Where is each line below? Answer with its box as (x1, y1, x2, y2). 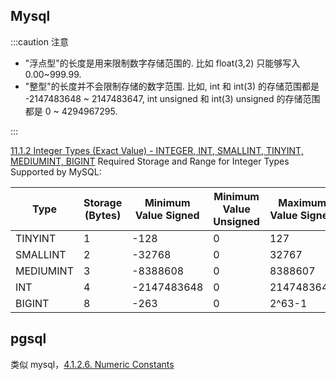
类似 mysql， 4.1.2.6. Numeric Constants (10, 358, 175, 370)
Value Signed (134, 208, 200, 222)
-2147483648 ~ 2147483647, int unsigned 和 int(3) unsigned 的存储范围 (24, 92, 321, 104)
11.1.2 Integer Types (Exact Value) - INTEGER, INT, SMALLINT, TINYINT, (10, 144, 304, 156)
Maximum (278, 195, 327, 209)
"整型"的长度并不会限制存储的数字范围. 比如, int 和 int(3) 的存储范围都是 (24, 80, 320, 92)
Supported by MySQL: (10, 165, 102, 178)
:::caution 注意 (10, 35, 69, 48)
